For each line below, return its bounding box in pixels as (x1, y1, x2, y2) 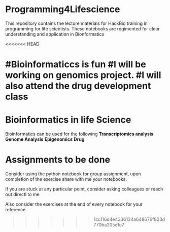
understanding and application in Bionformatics (5, 31, 105, 37)
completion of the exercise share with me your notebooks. (5, 176, 127, 182)
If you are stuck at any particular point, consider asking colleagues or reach (5, 186, 163, 192)
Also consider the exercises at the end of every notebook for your (5, 201, 143, 207)
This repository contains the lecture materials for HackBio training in (5, 20, 148, 26)
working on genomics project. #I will (5, 69, 161, 81)
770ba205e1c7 (93, 222, 124, 227)
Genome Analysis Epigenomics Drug (5, 136, 85, 142)
